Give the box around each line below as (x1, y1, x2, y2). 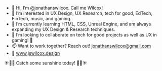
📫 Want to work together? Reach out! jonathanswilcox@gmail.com (11, 43, 151, 49)
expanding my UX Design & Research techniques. (11, 26, 115, 32)
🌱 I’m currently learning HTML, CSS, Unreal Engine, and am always (11, 21, 151, 27)
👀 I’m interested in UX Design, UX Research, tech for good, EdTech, (11, 10, 152, 16)
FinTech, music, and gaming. (11, 16, 72, 21)
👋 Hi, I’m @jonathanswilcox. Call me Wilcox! (11, 5, 103, 11)
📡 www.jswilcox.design (11, 50, 60, 56)
